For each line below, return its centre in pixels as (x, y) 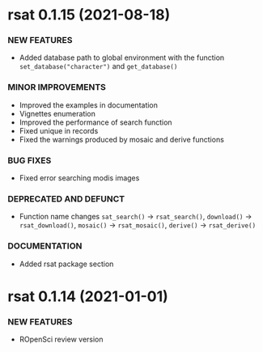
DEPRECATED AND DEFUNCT (66, 199)
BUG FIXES (30, 160)
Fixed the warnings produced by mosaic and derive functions (121, 139)
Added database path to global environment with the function (122, 57)
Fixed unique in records (59, 130)
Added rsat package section (66, 264)
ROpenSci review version (61, 339)
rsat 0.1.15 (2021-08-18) (89, 15)
